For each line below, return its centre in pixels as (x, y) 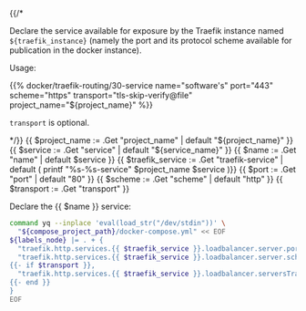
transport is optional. (49, 123)
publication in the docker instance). (76, 50)
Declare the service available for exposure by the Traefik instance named (147, 31)
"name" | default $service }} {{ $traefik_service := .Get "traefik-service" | (147, 160)
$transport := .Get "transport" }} (70, 189)
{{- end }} (30, 283)
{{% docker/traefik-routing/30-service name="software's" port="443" (141, 85)
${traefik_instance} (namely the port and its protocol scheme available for (151, 41)
